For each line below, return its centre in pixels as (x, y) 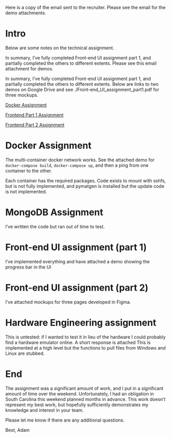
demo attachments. (26, 13)
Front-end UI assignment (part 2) (77, 288)
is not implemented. (26, 192)
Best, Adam (17, 430)
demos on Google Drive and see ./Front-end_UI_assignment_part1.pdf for (82, 89)
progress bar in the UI (28, 267)
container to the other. (29, 170)
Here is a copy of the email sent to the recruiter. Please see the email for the (85, 7)
